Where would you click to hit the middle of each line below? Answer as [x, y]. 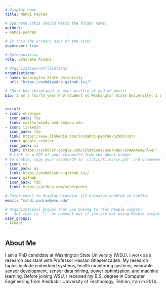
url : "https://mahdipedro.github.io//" [51, 82]
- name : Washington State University [44, 78]
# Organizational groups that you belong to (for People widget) [74, 209]
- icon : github [21, 178]
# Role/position [22, 55]
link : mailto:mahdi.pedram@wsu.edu [46, 123]
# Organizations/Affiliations [36, 68]
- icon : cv [16, 164]
